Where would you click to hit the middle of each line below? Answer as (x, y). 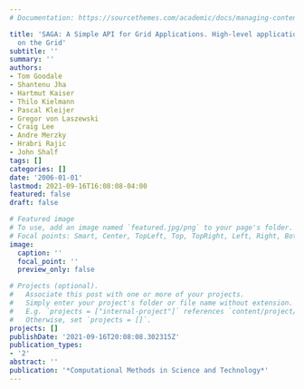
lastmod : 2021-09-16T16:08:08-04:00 (78, 186)
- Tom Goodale (36, 77)
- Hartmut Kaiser (42, 93)
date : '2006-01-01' (46, 178)
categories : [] (38, 169)
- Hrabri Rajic (38, 144)
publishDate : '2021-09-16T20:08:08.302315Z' (95, 336)
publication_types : (46, 345)
